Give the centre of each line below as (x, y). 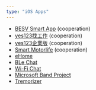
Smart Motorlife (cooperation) (51, 49)
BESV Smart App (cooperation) (52, 28)
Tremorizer (28, 81)
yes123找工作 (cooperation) (49, 36)
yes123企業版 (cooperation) (49, 43)
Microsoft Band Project (43, 75)
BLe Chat (26, 62)
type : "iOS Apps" (28, 12)
